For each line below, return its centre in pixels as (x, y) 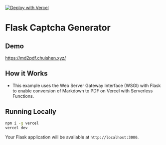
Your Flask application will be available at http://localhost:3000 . (72, 137)
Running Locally (31, 112)
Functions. (23, 96)
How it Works (26, 74)
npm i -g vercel (22, 123)
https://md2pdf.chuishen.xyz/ (36, 58)
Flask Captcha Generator (58, 28)
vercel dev (16, 128)
